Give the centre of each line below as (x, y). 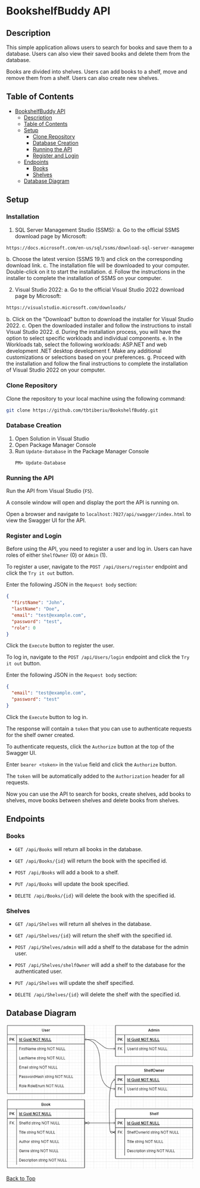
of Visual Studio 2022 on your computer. (56, 370)
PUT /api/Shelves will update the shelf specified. (74, 983)
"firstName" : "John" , (38, 603)
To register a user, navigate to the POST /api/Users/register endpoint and (97, 567)
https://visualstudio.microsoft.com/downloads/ (66, 308)
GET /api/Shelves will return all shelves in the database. (83, 923)
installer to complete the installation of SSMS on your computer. (84, 278)
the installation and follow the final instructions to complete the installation (97, 364)
